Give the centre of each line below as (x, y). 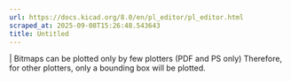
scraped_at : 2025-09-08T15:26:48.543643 (85, 26)
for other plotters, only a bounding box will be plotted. (107, 68)
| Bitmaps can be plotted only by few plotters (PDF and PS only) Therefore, (145, 59)
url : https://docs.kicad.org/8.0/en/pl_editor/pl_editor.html (126, 17)
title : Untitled (39, 34)
